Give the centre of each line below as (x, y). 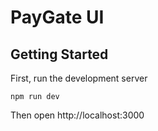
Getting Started (59, 54)
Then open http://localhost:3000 (77, 115)
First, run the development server (79, 78)
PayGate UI (57, 17)
